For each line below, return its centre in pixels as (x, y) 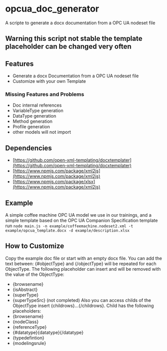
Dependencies (29, 148)
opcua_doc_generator (52, 9)
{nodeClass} (25, 322)
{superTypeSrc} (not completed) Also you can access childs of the (82, 300)
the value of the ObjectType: (35, 274)
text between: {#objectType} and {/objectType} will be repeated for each (81, 264)
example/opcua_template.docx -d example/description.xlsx (67, 231)
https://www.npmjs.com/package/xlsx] (55, 182)
